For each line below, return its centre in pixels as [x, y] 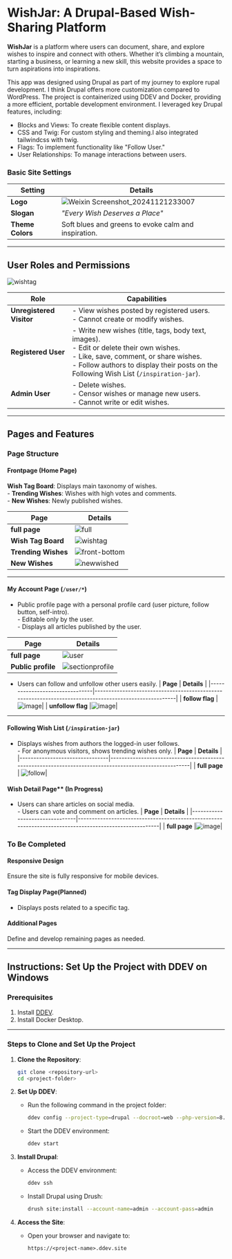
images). [86, 339]
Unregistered [33, 311]
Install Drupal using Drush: [65, 1197]
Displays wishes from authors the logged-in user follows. [98, 743]
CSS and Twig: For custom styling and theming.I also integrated [107, 132]
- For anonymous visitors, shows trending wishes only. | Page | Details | [119, 751]
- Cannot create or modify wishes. [128, 319]
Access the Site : [41, 1222]
